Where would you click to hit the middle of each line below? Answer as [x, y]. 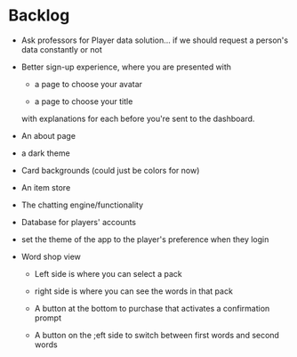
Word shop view [51, 256]
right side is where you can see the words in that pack [133, 291]
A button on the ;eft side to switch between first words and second [157, 335]
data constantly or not [62, 49]
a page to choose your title [84, 101]
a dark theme [45, 153]
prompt [48, 318]
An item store [46, 187]
